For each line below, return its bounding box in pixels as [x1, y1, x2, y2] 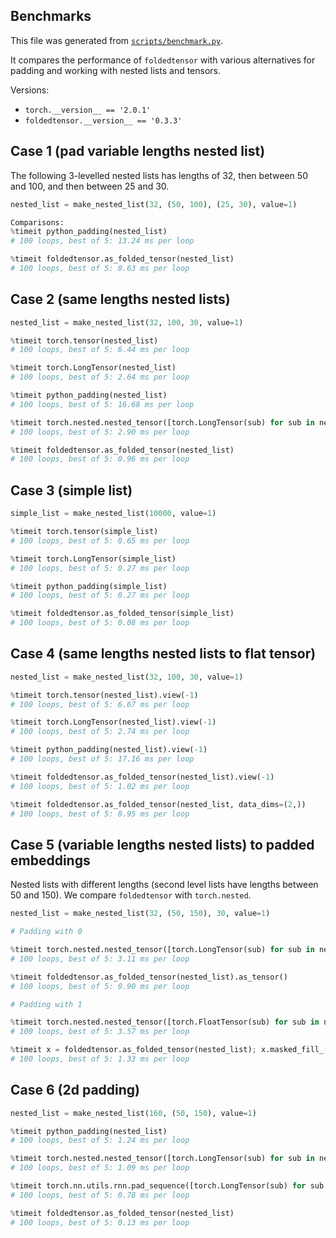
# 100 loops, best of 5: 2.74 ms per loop [10, 727, 190, 737]
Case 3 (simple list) [10, 482, 133, 499]
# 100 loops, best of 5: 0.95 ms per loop [10, 809, 190, 819]
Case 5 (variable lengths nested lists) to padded [10, 836, 315, 853]
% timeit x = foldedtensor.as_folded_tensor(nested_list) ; [10, 1045, 257, 1055]
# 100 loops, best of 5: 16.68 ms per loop [10, 399, 195, 409]
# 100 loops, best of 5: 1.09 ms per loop [10, 1163, 190, 1173]
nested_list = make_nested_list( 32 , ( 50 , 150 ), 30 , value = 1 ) [10, 909, 271, 919]
